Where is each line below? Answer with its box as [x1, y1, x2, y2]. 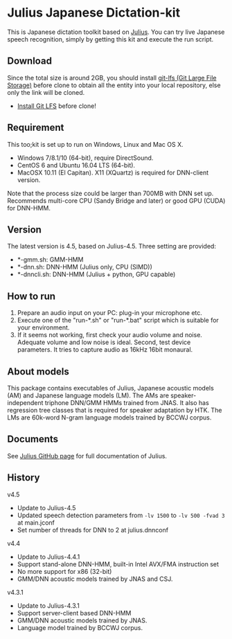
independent [7, 399, 44, 406]
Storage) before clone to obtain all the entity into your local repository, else [7, 81, 221, 89]
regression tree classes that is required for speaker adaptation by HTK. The [7, 406, 222, 414]
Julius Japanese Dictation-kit [7, 5, 181, 21]
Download [7, 55, 52, 67]
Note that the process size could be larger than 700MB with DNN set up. [7, 189, 214, 197]
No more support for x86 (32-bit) [17, 567, 112, 575]
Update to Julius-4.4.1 [17, 552, 80, 561]
